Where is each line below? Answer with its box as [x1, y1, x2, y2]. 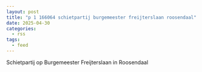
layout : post [6, 8, 39, 15]
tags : [6, 37, 20, 43]
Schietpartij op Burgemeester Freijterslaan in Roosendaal [6, 58, 149, 66]
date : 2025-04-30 [6, 20, 50, 26]
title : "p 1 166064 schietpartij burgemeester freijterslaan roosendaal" [6, 14, 197, 20]
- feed [12, 43, 29, 49]
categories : [6, 25, 36, 32]
